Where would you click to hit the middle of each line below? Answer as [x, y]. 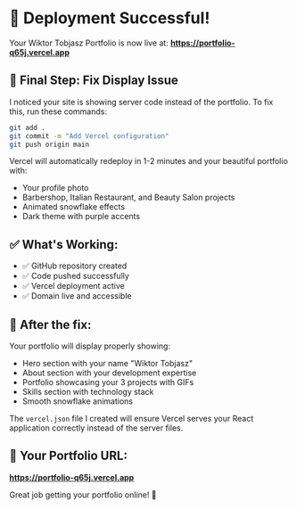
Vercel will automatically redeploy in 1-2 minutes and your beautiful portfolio [148, 161]
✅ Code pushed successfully [75, 276]
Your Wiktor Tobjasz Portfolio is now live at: [89, 43]
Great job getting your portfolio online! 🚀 [83, 495]
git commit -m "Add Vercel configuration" [89, 136]
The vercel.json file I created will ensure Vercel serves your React [132, 419]
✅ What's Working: [64, 244]
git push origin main [49, 144]
